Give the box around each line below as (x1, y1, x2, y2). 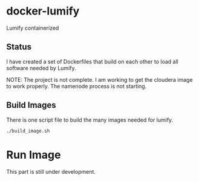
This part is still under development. (6, 168, 96, 175)
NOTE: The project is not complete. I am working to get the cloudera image (6, 76, 193, 83)
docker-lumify (6, 4, 80, 18)
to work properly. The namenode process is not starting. (6, 82, 147, 90)
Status (6, 42, 32, 52)
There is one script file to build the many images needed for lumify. (6, 116, 174, 123)
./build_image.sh (6, 128, 50, 134)
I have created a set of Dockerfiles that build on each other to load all (6, 58, 178, 65)
